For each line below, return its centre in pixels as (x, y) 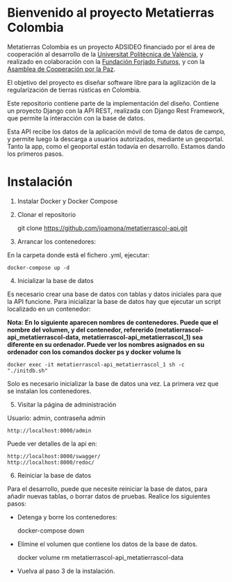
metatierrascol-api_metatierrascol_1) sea (142, 337)
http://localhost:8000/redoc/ (51, 462)
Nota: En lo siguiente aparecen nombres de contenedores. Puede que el (113, 322)
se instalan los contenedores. (49, 391)
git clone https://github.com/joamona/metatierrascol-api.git (102, 228)
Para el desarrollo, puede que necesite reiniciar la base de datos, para (107, 489)
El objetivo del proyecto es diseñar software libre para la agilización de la (112, 82)
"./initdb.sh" (28, 371)
